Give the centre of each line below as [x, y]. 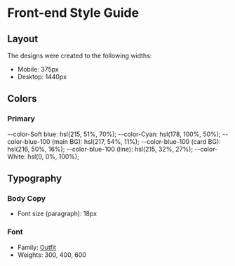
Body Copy [27, 198]
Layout [23, 39]
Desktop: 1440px [42, 77]
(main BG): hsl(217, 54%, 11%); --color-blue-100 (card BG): [136, 141]
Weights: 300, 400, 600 [52, 255]
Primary [21, 119]
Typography [34, 179]
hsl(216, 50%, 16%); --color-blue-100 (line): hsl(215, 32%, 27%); [100, 149]
